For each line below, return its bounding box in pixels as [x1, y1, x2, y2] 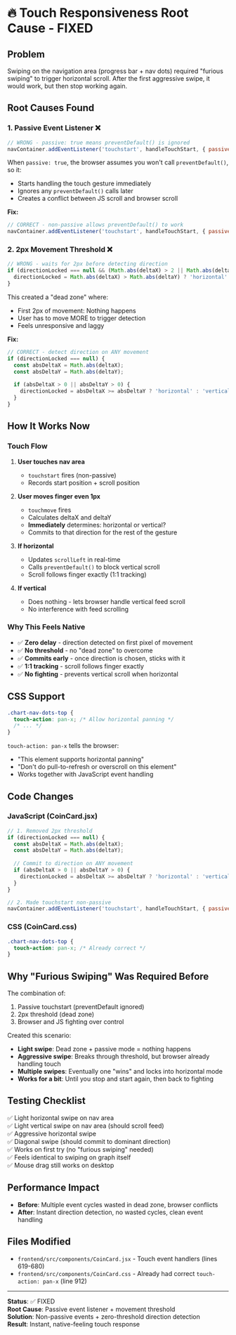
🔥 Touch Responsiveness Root [7, 5, 189, 21]
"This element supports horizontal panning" [17, 755, 145, 763]
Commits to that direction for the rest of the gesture [27, 528, 178, 537]
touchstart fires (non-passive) [27, 471, 117, 479]
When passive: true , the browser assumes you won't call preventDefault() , [7, 158, 229, 166]
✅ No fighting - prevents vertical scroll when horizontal [17, 669, 179, 678]
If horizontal [17, 541, 54, 550]
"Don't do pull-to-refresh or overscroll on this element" [17, 763, 177, 771]
